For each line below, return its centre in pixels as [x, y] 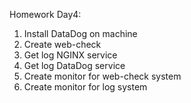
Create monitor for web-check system [102, 76]
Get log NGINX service [70, 55]
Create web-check [62, 44]
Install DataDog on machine [80, 33]
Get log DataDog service [74, 65]
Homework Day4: [45, 14]
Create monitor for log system [85, 87]
